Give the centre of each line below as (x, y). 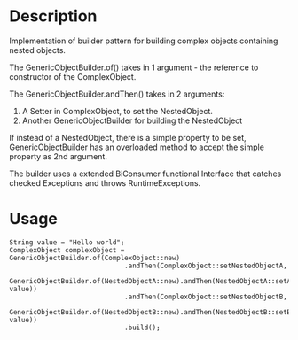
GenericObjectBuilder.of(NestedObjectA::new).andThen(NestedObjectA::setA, (152, 281)
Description (53, 16)
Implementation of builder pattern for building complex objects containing (144, 41)
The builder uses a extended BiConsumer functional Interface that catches (145, 174)
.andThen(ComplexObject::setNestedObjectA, (206, 266)
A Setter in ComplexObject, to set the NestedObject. (117, 111)
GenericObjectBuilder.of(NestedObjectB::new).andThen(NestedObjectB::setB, (152, 312)
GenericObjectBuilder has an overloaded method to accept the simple (137, 147)
